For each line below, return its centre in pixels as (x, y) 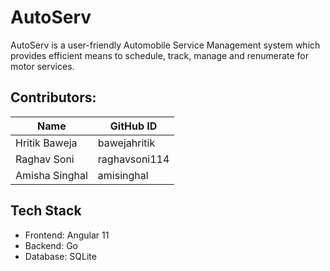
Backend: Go (51, 245)
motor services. (42, 66)
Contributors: (53, 97)
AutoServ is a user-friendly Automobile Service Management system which (165, 45)
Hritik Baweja (46, 143)
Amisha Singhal (51, 175)
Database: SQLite (60, 256)
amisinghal (123, 175)
